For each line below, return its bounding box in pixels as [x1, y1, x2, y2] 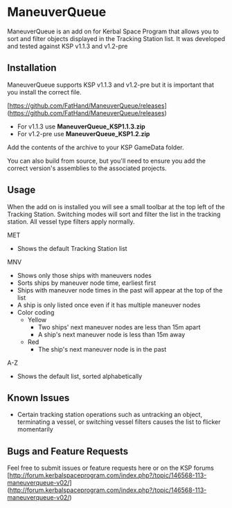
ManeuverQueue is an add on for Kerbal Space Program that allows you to [7, 27, 220, 35]
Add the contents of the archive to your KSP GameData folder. [7, 143, 184, 151]
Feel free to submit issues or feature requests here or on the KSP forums [7, 464, 215, 473]
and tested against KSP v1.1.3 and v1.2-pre [7, 42, 128, 50]
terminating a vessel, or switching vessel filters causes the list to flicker [17, 418, 221, 426]
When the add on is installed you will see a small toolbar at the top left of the [7, 202, 225, 211]
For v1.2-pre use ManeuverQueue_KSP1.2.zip [17, 129, 150, 138]
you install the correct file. [7, 88, 82, 96]
